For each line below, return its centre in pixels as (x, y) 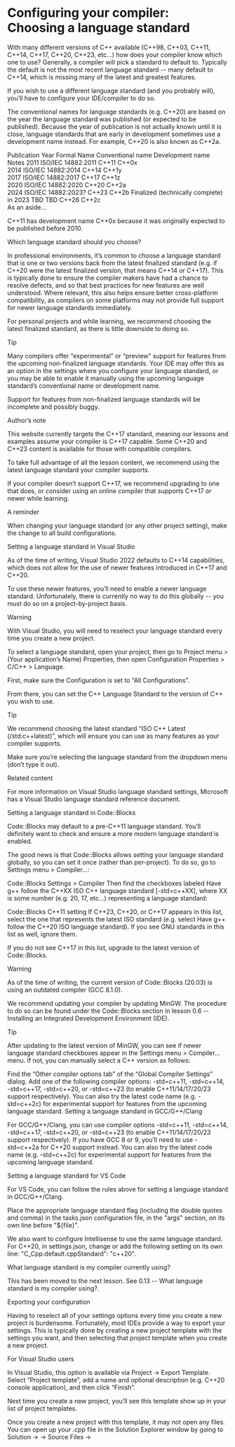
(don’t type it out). (33, 764)
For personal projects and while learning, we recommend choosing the (109, 321)
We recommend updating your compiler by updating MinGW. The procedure (117, 1003)
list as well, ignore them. (42, 934)
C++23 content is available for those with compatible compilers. (100, 449)
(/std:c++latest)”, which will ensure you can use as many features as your (113, 736)
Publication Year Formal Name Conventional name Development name (109, 155)
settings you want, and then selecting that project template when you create (117, 1338)
